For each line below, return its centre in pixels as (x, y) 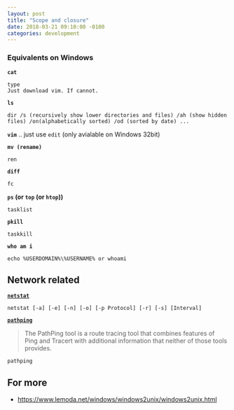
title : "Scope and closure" (48, 20)
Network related (43, 280)
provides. (38, 348)
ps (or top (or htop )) (35, 197)
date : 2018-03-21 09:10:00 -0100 (56, 27)
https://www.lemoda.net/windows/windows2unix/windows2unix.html (117, 400)
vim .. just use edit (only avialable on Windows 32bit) (84, 134)
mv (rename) (25, 147)
